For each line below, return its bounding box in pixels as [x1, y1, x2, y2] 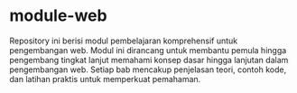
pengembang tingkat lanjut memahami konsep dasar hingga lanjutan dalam [9, 54, 289, 65]
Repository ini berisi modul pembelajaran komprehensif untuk [9, 35, 238, 46]
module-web [9, 5, 107, 26]
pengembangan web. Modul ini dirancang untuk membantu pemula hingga [9, 44, 287, 55]
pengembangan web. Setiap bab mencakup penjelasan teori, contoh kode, [9, 64, 287, 75]
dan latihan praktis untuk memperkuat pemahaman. [9, 73, 201, 84]
